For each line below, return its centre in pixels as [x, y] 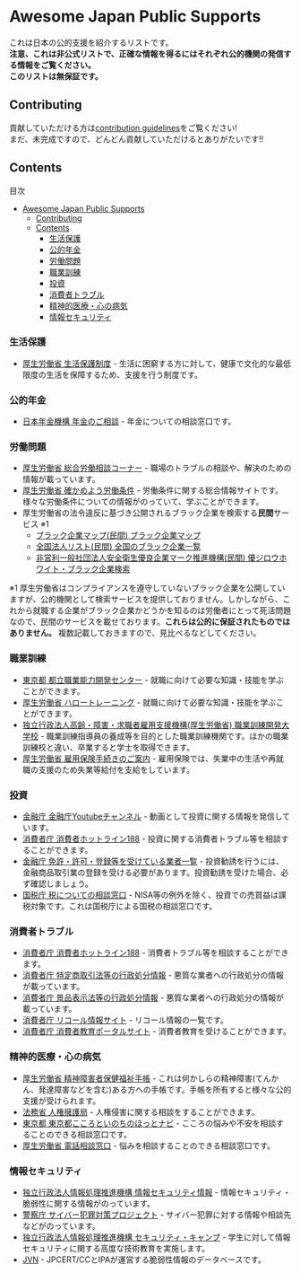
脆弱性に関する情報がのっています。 [88, 1203]
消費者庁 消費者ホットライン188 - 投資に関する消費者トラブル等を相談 [152, 839]
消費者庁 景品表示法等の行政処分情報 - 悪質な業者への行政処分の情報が [153, 997]
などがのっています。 [61, 1225]
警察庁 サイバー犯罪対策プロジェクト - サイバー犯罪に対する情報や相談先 [157, 1215]
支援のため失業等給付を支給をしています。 [116, 769]
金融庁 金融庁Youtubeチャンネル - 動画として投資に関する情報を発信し [152, 816]
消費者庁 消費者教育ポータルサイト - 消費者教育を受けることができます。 [156, 1032]
